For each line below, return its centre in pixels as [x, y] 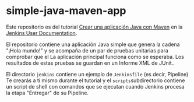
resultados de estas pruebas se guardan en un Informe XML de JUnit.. [90, 63]
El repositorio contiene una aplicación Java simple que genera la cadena [93, 44]
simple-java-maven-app [66, 11]
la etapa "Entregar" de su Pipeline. [47, 93]
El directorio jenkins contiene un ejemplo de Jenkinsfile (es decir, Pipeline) [97, 74]
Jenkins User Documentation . [42, 33]
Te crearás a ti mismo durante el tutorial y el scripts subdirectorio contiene [96, 80]
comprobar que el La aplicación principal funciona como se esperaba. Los [95, 57]
